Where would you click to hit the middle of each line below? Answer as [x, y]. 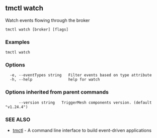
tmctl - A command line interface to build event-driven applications [82, 130]
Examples [18, 42]
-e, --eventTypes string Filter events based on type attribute [81, 75]
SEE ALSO [18, 119]
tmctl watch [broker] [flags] [37, 29]
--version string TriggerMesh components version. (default [85, 102]
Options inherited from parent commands [57, 92]
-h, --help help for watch [55, 79]
